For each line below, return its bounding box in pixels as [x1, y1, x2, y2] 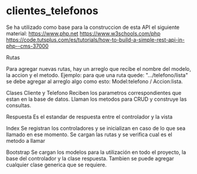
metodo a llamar [6, 137, 46, 144]
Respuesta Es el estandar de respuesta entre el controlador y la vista [6, 113, 173, 120]
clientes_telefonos [6, 4, 99, 18]
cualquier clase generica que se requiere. [6, 161, 107, 168]
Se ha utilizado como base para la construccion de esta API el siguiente [6, 24, 180, 31]
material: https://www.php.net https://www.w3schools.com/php [6, 29, 161, 37]
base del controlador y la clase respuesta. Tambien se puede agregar [6, 155, 175, 162]
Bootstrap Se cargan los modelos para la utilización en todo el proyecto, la [6, 149, 186, 156]
